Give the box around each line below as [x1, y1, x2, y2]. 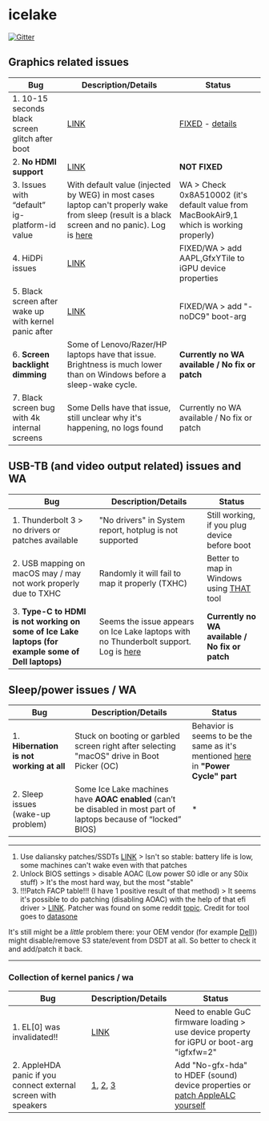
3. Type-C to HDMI [12, 605, 86, 617]
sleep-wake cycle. [66, 379, 138, 390]
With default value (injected [66, 179, 171, 190]
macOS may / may [12, 568, 82, 579]
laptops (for [12, 636, 58, 647]
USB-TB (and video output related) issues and [8, 459, 242, 473]
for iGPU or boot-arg [175, 1036, 254, 1047]
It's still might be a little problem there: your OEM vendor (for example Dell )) [8, 927, 258, 937]
